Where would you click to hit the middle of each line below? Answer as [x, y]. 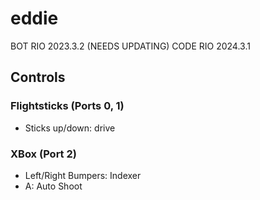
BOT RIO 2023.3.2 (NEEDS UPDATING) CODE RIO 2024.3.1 [130, 46]
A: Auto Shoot [53, 186]
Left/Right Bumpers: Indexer [83, 175]
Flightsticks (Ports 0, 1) [67, 106]
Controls [38, 77]
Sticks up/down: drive [70, 128]
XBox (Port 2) [43, 154]
